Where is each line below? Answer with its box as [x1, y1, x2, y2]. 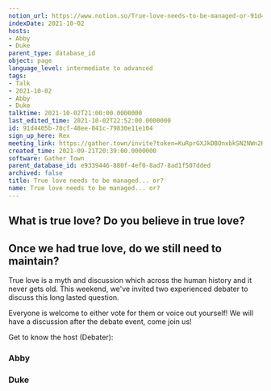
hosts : [8, 27, 31, 35]
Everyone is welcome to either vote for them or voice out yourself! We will [8, 308, 254, 318]
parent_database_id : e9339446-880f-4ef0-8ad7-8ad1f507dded [8, 162, 211, 170]
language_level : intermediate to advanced [8, 64, 153, 73]
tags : [8, 72, 27, 80]
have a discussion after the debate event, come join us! [8, 316, 192, 327]
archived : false [8, 169, 63, 177]
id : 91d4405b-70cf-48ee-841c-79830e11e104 [8, 124, 153, 132]
